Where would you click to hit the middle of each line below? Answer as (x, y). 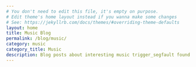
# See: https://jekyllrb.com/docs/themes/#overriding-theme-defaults (93, 22)
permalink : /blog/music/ (36, 38)
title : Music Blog (28, 33)
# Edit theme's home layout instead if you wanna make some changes (92, 17)
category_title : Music (34, 50)
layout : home (22, 28)
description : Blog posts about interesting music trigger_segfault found (98, 55)
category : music (26, 44)
